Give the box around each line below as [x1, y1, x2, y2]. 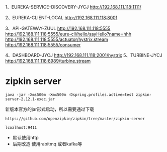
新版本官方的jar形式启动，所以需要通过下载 [5, 106, 95, 112]
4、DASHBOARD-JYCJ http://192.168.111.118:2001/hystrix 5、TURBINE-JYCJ [5, 52, 162, 58]
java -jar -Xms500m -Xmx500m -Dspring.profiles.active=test [5, 92, 134, 97]
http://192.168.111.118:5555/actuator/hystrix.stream [5, 36, 108, 42]
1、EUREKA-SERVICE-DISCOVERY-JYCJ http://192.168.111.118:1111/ [5, 4, 142, 10]
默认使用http [12, 134, 39, 140]
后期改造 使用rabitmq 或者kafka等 [12, 140, 82, 147]
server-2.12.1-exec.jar [5, 96, 55, 102]
